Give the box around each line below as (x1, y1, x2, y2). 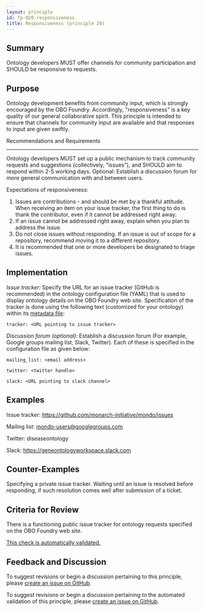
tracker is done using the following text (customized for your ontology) (6, 303, 184, 310)
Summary (6, 43, 45, 53)
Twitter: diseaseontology (6, 435, 69, 442)
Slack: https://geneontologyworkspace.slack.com (6, 446, 131, 454)
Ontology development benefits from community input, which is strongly (6, 99, 189, 107)
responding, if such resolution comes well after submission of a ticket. (6, 486, 182, 494)
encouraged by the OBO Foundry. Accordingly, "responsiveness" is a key (6, 106, 190, 113)
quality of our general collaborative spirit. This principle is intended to (6, 112, 181, 120)
